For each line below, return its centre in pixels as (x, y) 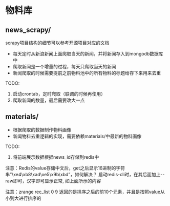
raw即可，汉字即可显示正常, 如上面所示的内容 (53, 181)
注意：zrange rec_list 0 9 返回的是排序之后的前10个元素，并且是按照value (83, 192)
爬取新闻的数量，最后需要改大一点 (49, 100)
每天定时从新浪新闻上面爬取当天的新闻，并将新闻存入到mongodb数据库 (88, 54)
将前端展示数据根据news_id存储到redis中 (56, 157)
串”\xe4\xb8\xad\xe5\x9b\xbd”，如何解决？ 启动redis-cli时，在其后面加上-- (85, 174)
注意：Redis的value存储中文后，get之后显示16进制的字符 (65, 168)
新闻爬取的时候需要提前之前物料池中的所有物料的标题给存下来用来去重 (87, 73)
